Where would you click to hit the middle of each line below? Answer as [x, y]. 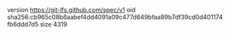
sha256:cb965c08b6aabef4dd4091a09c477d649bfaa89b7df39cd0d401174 [115, 17]
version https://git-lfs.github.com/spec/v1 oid [71, 10]
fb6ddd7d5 [23, 24]
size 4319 [54, 24]
